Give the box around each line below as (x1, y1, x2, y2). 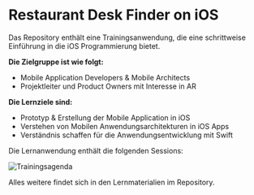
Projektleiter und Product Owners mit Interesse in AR (19, 81, 196, 91)
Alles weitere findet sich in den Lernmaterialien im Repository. (8, 177, 215, 187)
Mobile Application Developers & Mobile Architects (19, 72, 191, 82)
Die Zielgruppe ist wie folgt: (8, 57, 104, 67)
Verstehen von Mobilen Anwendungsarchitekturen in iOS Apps (19, 121, 230, 131)
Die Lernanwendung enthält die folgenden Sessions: (8, 145, 184, 155)
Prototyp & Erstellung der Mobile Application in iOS (19, 112, 191, 123)
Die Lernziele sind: (8, 97, 73, 106)
